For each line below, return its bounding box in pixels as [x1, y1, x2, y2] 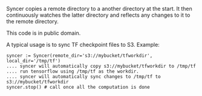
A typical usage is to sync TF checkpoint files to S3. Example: [6, 41, 160, 48]
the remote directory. [6, 18, 59, 25]
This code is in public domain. [6, 29, 81, 37]
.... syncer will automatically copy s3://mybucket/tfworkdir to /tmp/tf [6, 63, 197, 69]
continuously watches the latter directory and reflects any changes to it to [6, 11, 191, 19]
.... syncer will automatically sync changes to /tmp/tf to [6, 74, 161, 80]
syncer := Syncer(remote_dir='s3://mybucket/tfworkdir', [6, 53, 153, 59]
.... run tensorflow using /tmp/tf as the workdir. [6, 68, 139, 74]
